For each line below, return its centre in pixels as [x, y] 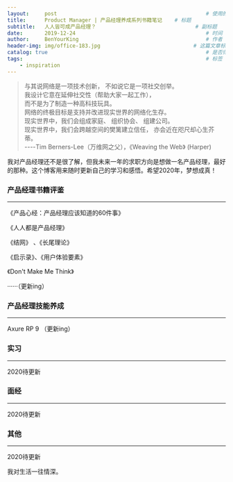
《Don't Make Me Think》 [41, 271]
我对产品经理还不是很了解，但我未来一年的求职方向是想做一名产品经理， [110, 161]
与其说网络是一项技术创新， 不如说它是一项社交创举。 [101, 86]
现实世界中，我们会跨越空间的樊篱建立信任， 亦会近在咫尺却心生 [116, 129]
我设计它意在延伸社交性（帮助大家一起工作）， [89, 94]
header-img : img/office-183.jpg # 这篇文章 [114, 46]
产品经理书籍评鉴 [36, 190]
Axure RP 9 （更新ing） [41, 329]
